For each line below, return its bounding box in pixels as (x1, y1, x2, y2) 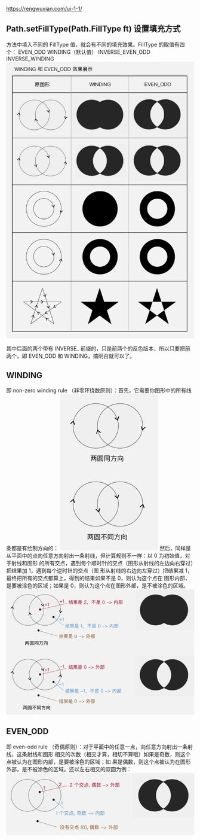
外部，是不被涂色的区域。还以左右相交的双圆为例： (6, 765, 132, 772)
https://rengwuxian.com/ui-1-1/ (6, 5, 82, 12)
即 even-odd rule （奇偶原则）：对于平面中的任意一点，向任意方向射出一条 (6, 743, 188, 750)
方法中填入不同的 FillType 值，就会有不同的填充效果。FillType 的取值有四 (6, 41, 185, 48)
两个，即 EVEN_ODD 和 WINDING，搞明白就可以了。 (6, 352, 136, 360)
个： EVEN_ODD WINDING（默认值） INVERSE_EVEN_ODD (6, 48, 150, 56)
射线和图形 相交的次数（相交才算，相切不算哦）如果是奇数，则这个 (26, 750, 191, 757)
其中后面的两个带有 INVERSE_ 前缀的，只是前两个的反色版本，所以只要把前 (6, 345, 191, 352)
